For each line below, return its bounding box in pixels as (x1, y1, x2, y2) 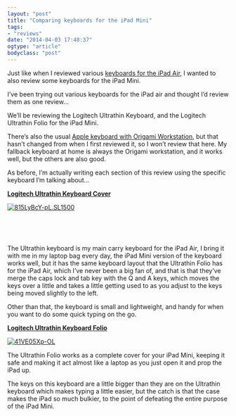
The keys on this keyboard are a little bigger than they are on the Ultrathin (7, 379, 221, 388)
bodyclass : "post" (7, 50, 61, 57)
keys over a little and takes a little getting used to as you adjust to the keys (7, 281, 223, 289)
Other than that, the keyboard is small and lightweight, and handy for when (7, 302, 224, 310)
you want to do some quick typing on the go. (7, 310, 137, 318)
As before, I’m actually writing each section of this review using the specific (7, 168, 226, 177)
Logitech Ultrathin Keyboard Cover (7, 189, 111, 198)
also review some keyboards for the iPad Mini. (7, 76, 141, 84)
